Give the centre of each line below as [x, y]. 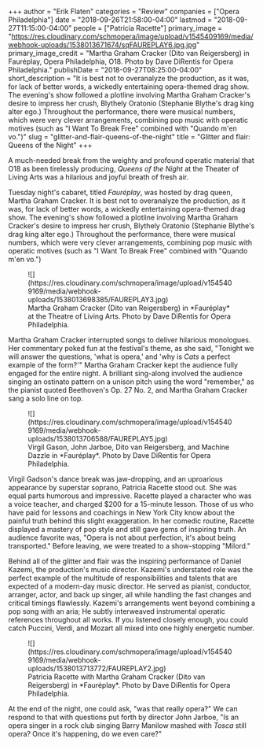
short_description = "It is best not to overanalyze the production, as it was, [129, 78]
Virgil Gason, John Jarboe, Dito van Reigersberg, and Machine [129, 447]
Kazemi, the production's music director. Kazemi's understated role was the [131, 569]
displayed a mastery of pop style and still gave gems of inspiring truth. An [128, 529]
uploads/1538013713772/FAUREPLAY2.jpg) [97, 668]
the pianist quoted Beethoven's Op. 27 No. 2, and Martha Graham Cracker [128, 390]
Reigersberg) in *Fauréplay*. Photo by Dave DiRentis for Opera [129, 685]
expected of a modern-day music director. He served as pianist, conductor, [130, 586]
